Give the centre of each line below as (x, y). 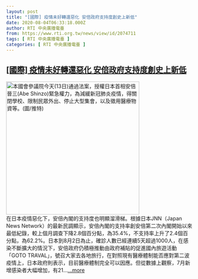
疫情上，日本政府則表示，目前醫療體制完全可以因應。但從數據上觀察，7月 (95, 262)
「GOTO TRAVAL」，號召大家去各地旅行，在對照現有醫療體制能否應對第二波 (98, 255)
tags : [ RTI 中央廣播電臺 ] (38, 39)
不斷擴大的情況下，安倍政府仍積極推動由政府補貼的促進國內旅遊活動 (94, 248)
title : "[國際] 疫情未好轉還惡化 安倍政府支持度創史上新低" (72, 17)
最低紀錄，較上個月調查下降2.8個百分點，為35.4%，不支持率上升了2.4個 (95, 233)
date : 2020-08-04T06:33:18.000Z (46, 22)
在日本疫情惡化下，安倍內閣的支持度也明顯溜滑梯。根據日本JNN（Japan (94, 218)
